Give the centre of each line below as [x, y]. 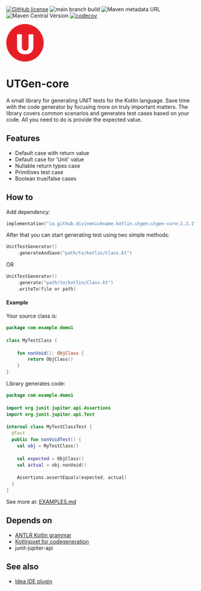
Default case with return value [52, 153]
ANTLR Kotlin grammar [43, 535]
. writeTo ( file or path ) [47, 289]
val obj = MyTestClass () [48, 446]
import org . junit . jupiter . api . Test [51, 414]
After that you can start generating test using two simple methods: [88, 235]
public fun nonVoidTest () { [47, 440]
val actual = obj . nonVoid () [52, 465]
